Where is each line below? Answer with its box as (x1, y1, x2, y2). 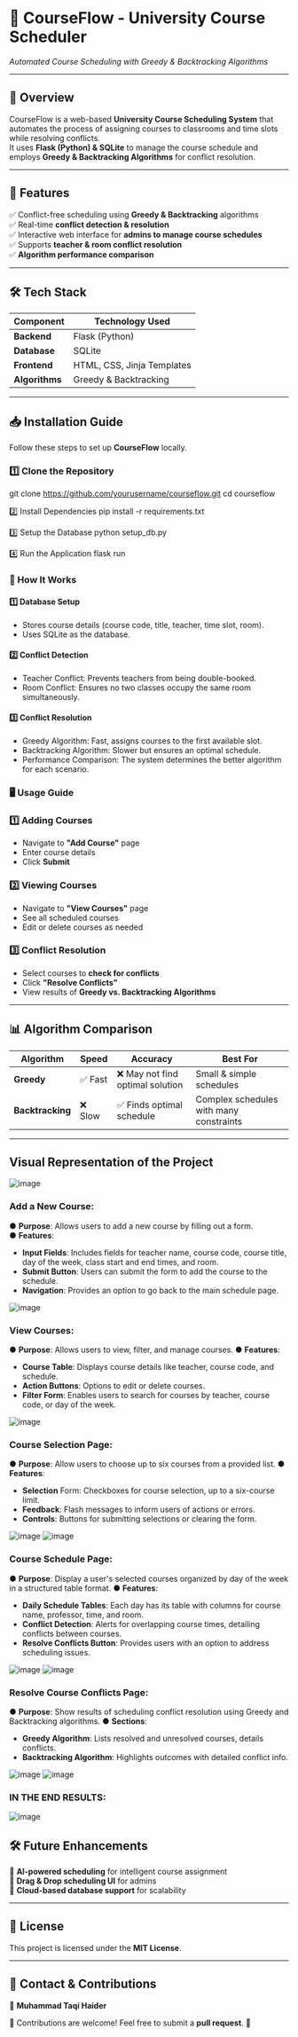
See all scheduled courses (21, 912, 120, 923)
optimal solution (116, 1078, 184, 1090)
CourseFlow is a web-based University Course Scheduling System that (9, 114, 274, 124)
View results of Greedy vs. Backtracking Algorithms (21, 987, 216, 997)
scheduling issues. (21, 1647, 91, 1657)
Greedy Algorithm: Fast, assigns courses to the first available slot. (21, 735, 263, 746)
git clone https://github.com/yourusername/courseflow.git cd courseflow (9, 488, 276, 499)
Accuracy (130, 1052, 173, 1065)
